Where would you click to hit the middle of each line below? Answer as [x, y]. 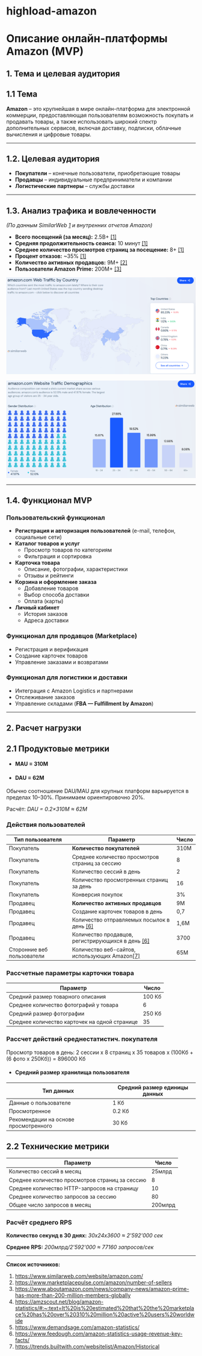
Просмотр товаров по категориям [68, 550]
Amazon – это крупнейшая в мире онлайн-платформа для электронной [98, 108]
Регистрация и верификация [51, 649]
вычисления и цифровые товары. [49, 134]
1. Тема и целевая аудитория [63, 74]
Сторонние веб [28, 949]
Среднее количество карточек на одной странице [73, 1022]
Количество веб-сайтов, [104, 949]
